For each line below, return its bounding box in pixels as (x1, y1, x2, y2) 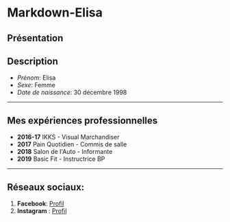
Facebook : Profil (16, 199, 64, 208)
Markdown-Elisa (7, 5, 103, 21)
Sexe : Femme (16, 81, 56, 89)
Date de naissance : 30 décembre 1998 (16, 88, 127, 97)
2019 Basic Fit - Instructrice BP (16, 155, 105, 163)
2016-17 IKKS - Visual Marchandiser (16, 133, 120, 142)
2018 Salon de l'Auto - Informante (16, 148, 113, 156)
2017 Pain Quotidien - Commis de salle (16, 140, 127, 148)
